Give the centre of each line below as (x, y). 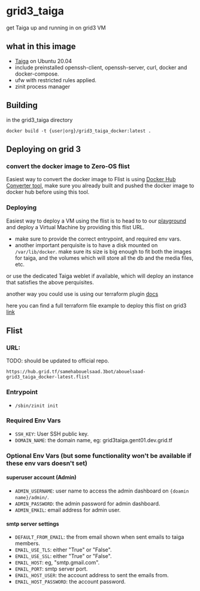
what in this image (41, 46)
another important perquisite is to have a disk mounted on (86, 245)
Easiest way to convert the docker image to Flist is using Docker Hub (91, 179)
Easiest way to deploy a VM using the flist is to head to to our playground (96, 221)
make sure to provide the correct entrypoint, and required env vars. (98, 239)
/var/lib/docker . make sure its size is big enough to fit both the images (103, 251)
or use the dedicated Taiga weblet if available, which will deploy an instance (100, 276)
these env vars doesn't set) (47, 463)
